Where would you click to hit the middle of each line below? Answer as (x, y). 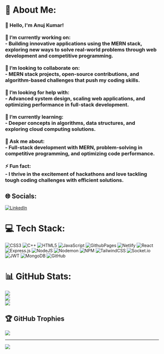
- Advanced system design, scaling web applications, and (75, 99)
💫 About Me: (31, 10)
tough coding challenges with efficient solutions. (64, 180)
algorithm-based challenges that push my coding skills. (72, 80)
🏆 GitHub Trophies (35, 319)
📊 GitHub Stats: (38, 277)
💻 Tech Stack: (35, 229)
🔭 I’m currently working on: (38, 38)
